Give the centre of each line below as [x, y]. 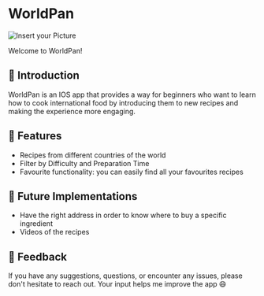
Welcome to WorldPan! [45, 50]
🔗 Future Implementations [73, 196]
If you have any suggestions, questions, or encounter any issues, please [125, 276]
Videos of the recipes [54, 232]
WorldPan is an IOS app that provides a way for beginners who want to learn [132, 94]
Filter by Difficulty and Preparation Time [84, 163]
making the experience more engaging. [72, 111]
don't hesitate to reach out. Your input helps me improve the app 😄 [117, 284]
